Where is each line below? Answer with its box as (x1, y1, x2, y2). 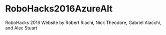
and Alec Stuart (5, 24, 38, 30)
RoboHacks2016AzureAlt (5, 3, 113, 14)
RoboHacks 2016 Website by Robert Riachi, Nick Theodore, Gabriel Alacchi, (5, 19, 161, 25)
